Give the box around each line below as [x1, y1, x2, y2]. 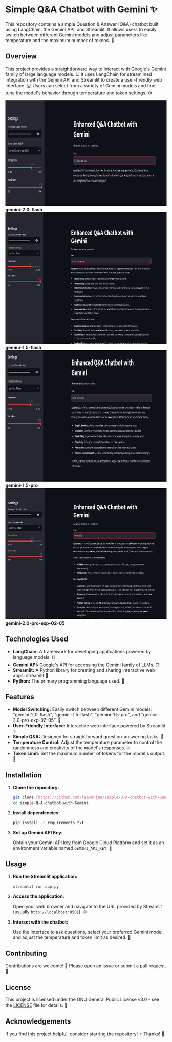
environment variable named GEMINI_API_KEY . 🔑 [12, 845, 113, 851]
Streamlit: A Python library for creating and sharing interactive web [12, 667, 155, 673]
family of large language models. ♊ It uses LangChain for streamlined [5, 71, 152, 77]
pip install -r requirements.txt [12, 820, 84, 825]
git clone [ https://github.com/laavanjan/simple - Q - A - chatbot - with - [12, 795, 160, 800]
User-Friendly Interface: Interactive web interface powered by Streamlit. [12, 723, 167, 729]
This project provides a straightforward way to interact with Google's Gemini [5, 66, 166, 72]
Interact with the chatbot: [12, 919, 68, 925]
